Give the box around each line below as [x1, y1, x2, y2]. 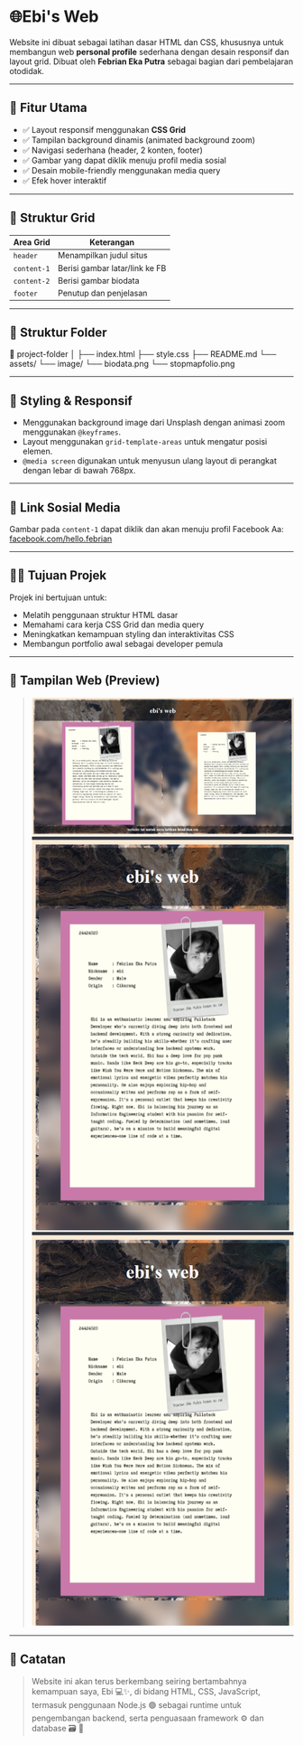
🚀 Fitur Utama [9, 100, 87, 116]
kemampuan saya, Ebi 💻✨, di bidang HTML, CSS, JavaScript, [31, 1685, 261, 1696]
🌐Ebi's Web [9, 6, 99, 27]
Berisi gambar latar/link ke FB [58, 262, 167, 273]
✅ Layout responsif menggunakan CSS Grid [22, 124, 187, 135]
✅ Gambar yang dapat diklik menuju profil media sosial [22, 155, 227, 165]
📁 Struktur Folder [9, 324, 107, 340]
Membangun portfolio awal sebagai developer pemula [22, 638, 224, 649]
